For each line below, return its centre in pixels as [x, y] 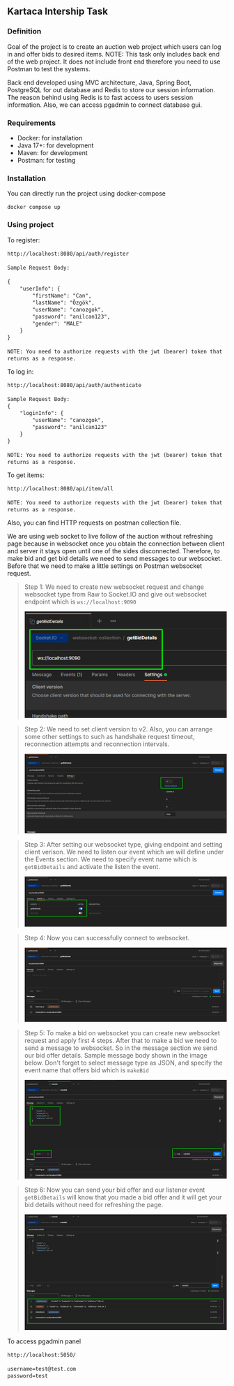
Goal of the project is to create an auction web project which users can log [114, 46]
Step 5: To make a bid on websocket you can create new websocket [122, 1033]
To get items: [26, 475]
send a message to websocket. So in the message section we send [120, 1048]
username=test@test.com [42, 1369]
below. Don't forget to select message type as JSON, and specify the [123, 1063]
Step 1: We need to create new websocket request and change [114, 587]
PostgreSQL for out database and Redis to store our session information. [111, 89]
